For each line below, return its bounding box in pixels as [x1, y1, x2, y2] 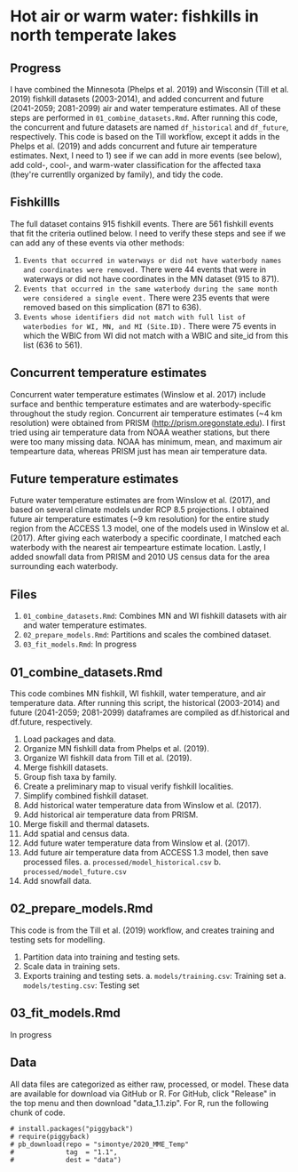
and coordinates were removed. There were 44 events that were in [22, 264, 267, 275]
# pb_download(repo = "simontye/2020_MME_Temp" [10, 1140, 190, 1149]
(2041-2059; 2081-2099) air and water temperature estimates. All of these [10, 103, 281, 113]
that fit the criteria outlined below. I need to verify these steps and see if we [10, 228, 286, 238]
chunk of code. [10, 1107, 66, 1118]
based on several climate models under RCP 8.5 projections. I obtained [10, 504, 270, 515]
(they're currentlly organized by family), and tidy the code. [10, 169, 223, 180]
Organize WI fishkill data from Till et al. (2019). [22, 753, 192, 764]
